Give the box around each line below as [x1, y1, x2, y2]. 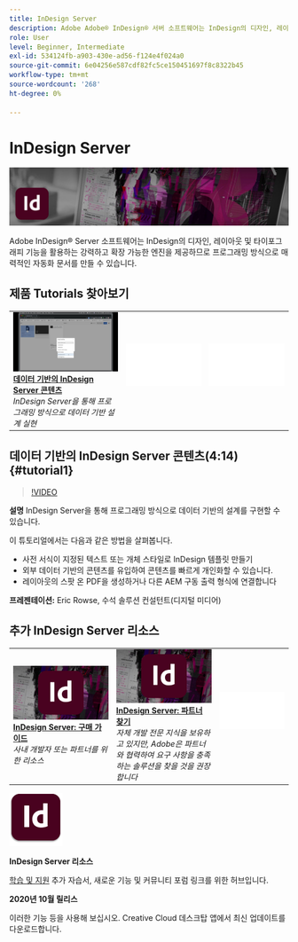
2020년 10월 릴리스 [9, 893, 78, 904]
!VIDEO [30, 486, 58, 497]
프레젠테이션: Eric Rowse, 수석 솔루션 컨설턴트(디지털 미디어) [9, 594, 222, 605]
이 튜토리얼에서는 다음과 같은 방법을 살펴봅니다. [9, 535, 173, 546]
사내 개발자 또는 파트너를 [12, 744, 98, 755]
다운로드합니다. [9, 923, 62, 934]
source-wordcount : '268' [9, 80, 101, 89]
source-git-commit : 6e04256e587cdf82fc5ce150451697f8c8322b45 [9, 61, 244, 70]
